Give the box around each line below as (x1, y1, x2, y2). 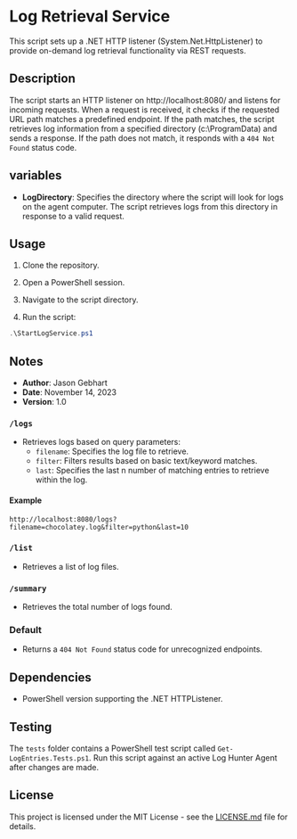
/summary (9, 583, 47, 594)
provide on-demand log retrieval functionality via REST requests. (9, 45, 246, 55)
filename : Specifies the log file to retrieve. (35, 446, 189, 457)
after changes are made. (9, 762, 100, 773)
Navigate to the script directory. (21, 294, 140, 305)
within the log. (35, 474, 88, 485)
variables (9, 168, 62, 184)
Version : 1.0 (21, 397, 67, 407)
